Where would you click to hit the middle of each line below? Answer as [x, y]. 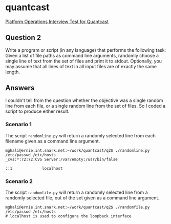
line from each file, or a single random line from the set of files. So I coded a [85, 106]
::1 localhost [34, 168]
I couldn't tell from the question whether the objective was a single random [84, 100]
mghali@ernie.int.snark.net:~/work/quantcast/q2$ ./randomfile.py [78, 207]
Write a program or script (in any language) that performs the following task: [86, 50]
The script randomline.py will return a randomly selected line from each [81, 135]
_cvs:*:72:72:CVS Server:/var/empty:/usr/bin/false [61, 159]
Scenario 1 [18, 125]
